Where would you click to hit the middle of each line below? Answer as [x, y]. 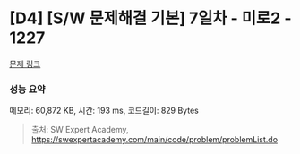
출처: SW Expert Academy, [80, 130]
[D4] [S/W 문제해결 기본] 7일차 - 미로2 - [150, 18]
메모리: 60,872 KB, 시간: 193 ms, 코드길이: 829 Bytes [104, 111]
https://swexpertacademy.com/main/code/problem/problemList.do [154, 140]
